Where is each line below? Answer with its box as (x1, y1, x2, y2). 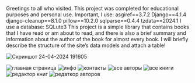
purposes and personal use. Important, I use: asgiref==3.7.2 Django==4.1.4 (6, 11, 187, 18)
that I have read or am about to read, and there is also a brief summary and (6, 30, 187, 37)
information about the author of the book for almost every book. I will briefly (6, 36, 189, 42)
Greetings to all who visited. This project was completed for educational (6, 5, 179, 12)
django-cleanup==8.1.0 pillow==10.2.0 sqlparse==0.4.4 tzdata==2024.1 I (6, 17, 182, 24)
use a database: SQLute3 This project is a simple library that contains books (6, 23, 190, 30)
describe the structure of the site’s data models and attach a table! (6, 42, 166, 49)
